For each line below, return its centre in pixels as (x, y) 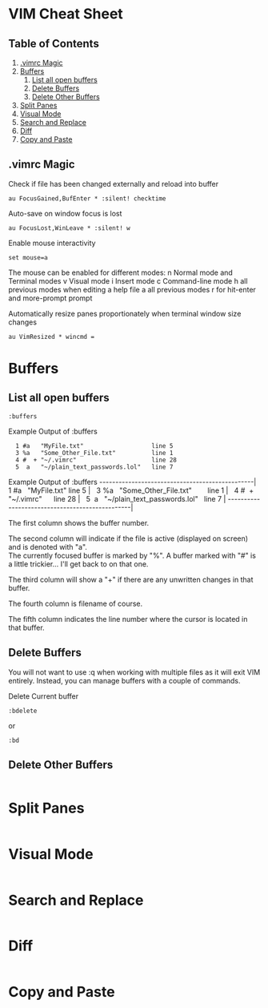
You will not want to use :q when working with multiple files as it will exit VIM (134, 672)
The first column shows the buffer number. (79, 522)
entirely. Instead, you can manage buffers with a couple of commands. (124, 680)
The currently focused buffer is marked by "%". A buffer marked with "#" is (132, 555)
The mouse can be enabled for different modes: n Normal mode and (121, 272)
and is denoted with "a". (48, 546)
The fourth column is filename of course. (76, 603)
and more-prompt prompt (50, 298)
